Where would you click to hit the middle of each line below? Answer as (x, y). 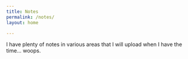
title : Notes (22, 12)
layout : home (22, 22)
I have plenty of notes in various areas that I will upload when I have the (94, 44)
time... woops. (24, 51)
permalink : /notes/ (30, 17)
